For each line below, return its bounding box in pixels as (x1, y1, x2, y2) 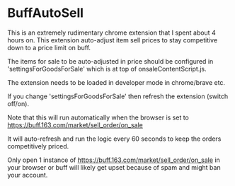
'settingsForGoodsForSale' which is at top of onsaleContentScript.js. (7, 64, 207, 73)
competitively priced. (7, 141, 69, 150)
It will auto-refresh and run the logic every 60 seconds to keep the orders (7, 134, 222, 143)
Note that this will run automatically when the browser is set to (7, 113, 190, 122)
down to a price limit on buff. (7, 43, 91, 52)
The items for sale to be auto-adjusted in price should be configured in (7, 57, 214, 65)
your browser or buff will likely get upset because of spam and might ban (7, 163, 221, 171)
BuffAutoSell (7, 5, 84, 21)
